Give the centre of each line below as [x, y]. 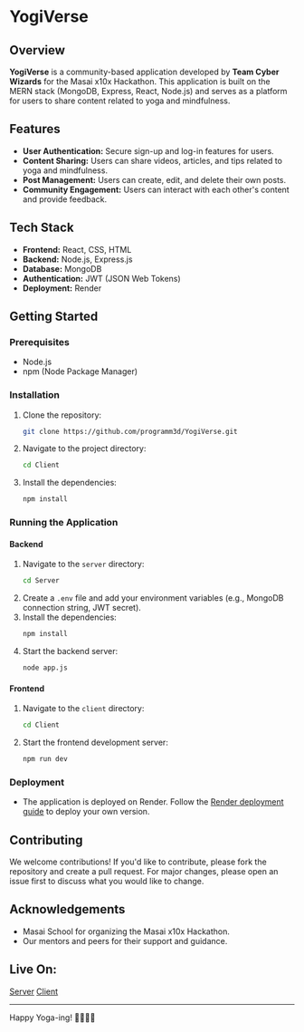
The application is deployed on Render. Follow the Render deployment [153, 802]
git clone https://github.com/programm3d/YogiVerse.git [130, 431]
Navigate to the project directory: [84, 448]
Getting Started [54, 317]
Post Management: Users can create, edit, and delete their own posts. [154, 179]
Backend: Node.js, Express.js [77, 259]
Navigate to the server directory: [83, 564]
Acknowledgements [67, 909]
